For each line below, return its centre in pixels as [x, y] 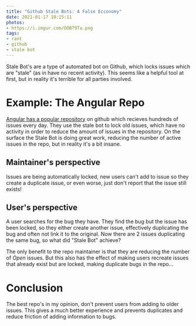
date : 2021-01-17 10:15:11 [39, 17]
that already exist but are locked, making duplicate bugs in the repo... [90, 264]
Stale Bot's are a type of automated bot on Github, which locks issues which [98, 66]
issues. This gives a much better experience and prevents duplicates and [94, 310]
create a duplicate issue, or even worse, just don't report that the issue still [96, 183]
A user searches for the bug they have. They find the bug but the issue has [97, 221]
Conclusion [35, 288]
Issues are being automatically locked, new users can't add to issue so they [97, 176]
